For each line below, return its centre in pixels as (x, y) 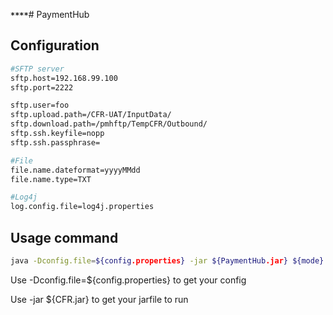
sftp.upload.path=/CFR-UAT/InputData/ (91, 115)
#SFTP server (37, 69)
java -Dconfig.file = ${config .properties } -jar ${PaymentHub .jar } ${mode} (167, 261)
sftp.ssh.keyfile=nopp (57, 134)
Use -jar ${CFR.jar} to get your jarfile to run (99, 299)
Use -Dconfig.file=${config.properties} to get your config (128, 280)
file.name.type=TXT (51, 179)
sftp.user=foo (40, 105)
